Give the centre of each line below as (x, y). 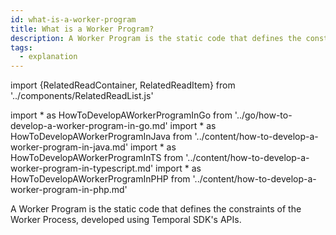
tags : (21, 47)
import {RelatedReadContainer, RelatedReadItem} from (123, 85)
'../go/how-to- (263, 115)
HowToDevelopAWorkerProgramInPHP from (100, 179)
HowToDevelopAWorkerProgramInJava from (101, 137)
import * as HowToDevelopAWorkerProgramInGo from (121, 115)
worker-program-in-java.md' (69, 147)
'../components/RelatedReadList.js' (82, 96)
